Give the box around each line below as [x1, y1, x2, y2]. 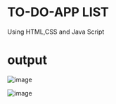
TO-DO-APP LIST [7, 4, 109, 20]
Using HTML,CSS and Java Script [7, 27, 105, 36]
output [7, 52, 48, 68]
